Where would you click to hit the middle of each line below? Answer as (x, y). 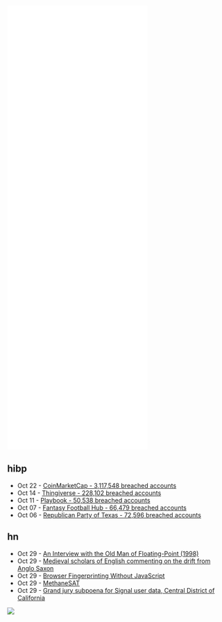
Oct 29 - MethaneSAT (49, 583)
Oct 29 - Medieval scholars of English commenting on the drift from (114, 561)
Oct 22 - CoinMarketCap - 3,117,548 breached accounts (97, 485)
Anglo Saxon (35, 568)
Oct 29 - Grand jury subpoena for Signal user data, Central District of (116, 590)
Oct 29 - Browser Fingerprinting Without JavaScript (91, 576)
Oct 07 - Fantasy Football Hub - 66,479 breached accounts (102, 508)
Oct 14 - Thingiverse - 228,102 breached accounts (89, 493)
